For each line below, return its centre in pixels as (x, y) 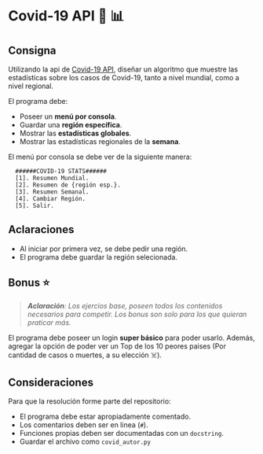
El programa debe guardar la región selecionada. (99, 257)
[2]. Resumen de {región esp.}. (68, 185)
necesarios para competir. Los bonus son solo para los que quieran (137, 314)
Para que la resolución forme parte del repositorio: (89, 401)
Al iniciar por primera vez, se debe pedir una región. (104, 249)
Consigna (32, 50)
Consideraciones (51, 383)
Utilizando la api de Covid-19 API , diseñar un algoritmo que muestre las (123, 69)
